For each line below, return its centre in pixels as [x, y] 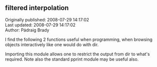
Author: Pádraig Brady [27, 30]
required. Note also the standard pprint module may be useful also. [72, 59]
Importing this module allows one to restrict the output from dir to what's [78, 54]
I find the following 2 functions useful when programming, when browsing [79, 39]
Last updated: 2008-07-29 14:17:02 [40, 25]
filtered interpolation [37, 8]
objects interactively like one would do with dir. [52, 44]
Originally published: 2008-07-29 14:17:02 [47, 19]
